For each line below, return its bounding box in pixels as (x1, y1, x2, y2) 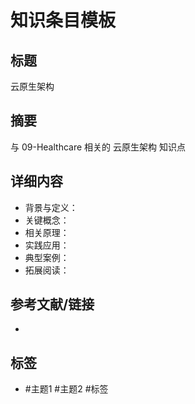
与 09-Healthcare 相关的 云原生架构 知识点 (10, 141, 186, 153)
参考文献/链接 (10, 296, 95, 313)
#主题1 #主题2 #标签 (24, 383, 109, 395)
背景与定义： (24, 201, 78, 213)
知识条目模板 (10, 9, 117, 32)
